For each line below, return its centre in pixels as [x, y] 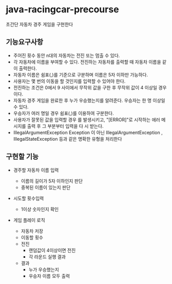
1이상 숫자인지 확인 [40, 209]
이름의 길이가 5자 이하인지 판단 [52, 181]
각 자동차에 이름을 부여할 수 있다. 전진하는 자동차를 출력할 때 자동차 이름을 [87, 62]
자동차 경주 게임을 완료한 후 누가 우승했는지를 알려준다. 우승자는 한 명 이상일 [89, 100]
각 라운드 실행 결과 [47, 257]
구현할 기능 [22, 157]
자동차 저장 [32, 231]
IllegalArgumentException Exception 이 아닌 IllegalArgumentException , [88, 132]
